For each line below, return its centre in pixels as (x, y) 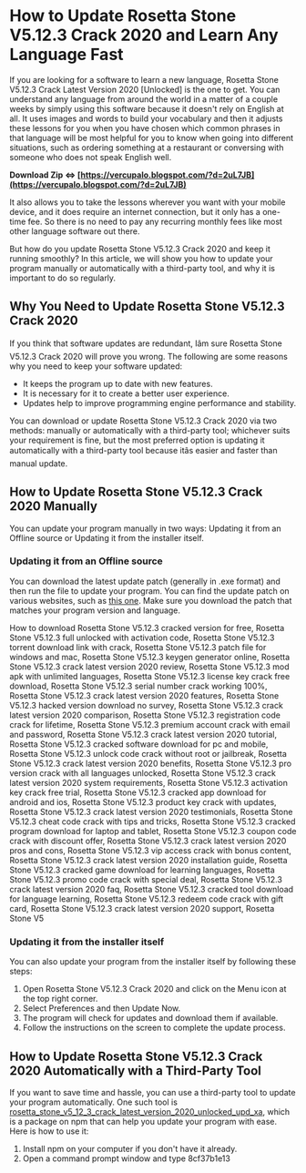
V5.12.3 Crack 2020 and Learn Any (144, 35)
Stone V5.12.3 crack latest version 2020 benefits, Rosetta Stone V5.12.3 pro (151, 763)
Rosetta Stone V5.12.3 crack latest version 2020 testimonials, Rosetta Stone (151, 811)
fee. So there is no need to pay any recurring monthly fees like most (155, 221)
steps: (21, 972)
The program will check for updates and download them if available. (150, 1018)
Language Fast (67, 55)
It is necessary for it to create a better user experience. (126, 393)
